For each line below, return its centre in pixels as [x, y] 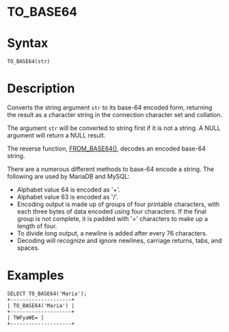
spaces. [28, 248]
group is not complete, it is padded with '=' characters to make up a [112, 219]
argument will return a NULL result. [56, 136]
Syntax [28, 43]
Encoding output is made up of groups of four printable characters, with [118, 204]
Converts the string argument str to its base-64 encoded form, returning [110, 107]
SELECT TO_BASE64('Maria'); [47, 294]
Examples [36, 276]
